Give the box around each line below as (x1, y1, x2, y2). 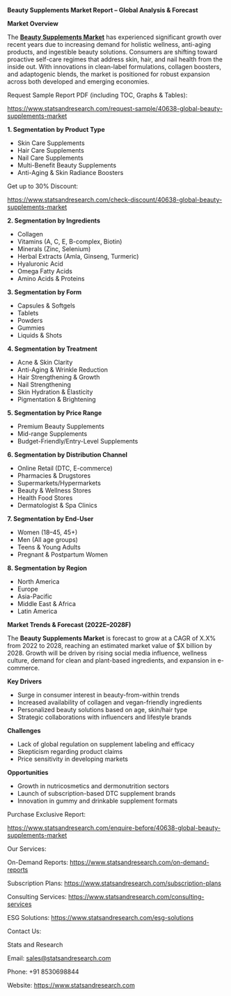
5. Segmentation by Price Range (7, 409, 102, 417)
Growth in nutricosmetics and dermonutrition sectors (17, 782, 169, 790)
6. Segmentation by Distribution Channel (7, 451, 127, 459)
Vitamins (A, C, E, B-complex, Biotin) (17, 237, 122, 246)
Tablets (17, 309, 39, 317)
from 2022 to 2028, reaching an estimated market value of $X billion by (7, 642, 212, 649)
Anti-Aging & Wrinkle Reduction (17, 365, 109, 374)
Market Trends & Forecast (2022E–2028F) (7, 621, 132, 628)
